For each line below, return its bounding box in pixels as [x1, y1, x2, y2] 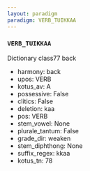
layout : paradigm [7, 10, 58, 17]
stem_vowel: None [17, 119, 70, 128]
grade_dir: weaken [17, 134, 71, 142]
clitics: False [17, 97, 54, 105]
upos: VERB [17, 75, 52, 83]
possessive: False [17, 89, 69, 98]
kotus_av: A [17, 82, 51, 91]
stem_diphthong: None [17, 141, 83, 150]
